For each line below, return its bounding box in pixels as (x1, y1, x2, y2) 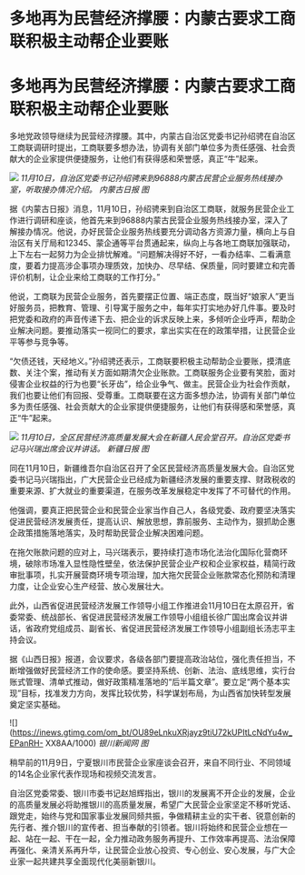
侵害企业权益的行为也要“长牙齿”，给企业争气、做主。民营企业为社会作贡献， (9, 378, 295, 389)
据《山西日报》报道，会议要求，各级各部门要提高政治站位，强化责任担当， (9, 654, 288, 665)
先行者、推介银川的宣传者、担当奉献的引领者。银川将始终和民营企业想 (9, 822, 272, 833)
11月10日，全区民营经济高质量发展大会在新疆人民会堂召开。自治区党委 (20, 432, 282, 443)
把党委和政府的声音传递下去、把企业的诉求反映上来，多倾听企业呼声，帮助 (9, 314, 288, 325)
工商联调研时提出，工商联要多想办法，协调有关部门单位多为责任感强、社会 (9, 142, 288, 153)
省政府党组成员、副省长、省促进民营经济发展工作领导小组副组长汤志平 (25, 623, 288, 634)
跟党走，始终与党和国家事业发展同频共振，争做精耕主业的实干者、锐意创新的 (9, 810, 296, 821)
